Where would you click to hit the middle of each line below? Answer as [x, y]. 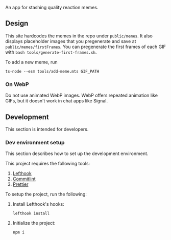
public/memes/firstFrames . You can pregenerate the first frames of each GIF [86, 47]
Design [17, 23]
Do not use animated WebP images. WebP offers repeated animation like [82, 95]
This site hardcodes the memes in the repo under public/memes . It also [79, 36]
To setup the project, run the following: [46, 194]
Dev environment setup [35, 142]
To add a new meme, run [31, 62]
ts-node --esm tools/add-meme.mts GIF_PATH [52, 71]
